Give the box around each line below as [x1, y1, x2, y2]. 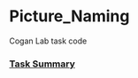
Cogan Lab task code [9, 35, 88, 46]
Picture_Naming [9, 6, 130, 27]
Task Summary [9, 58, 75, 70]
